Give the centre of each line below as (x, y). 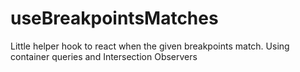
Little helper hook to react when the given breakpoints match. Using (150, 46)
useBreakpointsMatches (114, 18)
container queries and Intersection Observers (104, 56)
